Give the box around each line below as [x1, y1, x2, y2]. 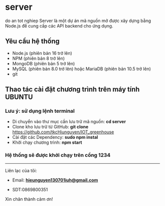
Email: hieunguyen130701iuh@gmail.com [12, 177, 98, 183]
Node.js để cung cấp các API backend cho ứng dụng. [5, 23, 113, 28]
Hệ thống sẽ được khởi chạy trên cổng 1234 [5, 152, 110, 158]
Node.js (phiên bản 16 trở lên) [12, 50, 72, 56]
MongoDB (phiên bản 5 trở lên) [12, 60, 75, 66]
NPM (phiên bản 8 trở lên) [12, 55, 65, 61]
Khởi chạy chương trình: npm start [12, 139, 82, 146]
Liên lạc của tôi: [5, 167, 37, 173]
